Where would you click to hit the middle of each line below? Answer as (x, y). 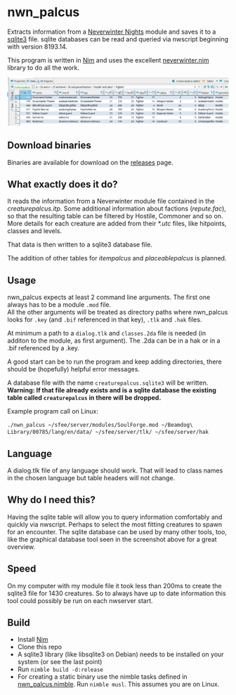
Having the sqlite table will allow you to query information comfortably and (115, 517)
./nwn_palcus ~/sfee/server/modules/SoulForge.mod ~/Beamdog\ (100, 425)
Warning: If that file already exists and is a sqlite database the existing (112, 390)
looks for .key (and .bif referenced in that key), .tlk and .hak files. (105, 319)
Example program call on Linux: (53, 411)
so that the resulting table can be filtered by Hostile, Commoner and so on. (115, 216)
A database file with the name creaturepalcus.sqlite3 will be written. (108, 383)
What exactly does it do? (63, 184)
